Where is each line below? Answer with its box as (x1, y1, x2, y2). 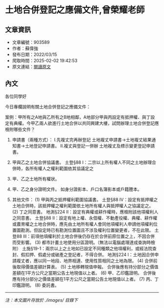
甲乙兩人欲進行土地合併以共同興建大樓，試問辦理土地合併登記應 (30, 120, 159, 126)
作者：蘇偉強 (12, 45, 38, 51)
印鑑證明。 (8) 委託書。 (12, 282, 60, 288)
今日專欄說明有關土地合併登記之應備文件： (5, 104, 91, 110)
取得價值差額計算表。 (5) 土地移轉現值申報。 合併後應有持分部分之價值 (16, 264, 159, 269)
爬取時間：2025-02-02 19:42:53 (12, 58, 78, 64)
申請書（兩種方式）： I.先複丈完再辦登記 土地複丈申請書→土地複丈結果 (12, 136, 152, 142)
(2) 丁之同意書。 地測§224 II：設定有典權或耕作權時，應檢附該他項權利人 (12, 209, 159, 215)
